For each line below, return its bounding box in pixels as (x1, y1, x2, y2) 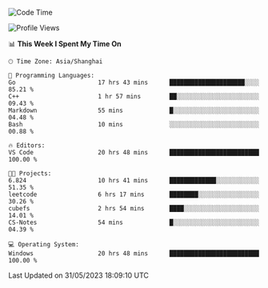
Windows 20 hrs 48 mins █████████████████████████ (8, 250, 260, 258)
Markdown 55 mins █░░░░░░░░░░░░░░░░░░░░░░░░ (8, 106, 260, 114)
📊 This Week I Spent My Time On (8, 39, 122, 48)
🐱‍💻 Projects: (8, 170, 52, 178)
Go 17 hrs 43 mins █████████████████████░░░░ (8, 78, 260, 86)
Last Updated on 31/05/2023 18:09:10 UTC (8, 270, 150, 280)
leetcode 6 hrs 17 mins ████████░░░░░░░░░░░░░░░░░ (8, 190, 260, 198)
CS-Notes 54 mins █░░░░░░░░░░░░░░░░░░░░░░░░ (8, 218, 260, 226)
